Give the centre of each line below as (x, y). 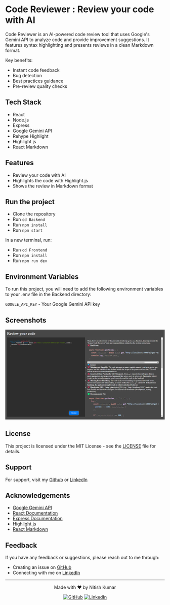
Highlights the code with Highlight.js (50, 180)
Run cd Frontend (30, 250)
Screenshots (26, 320)
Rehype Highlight (31, 136)
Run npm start (28, 230)
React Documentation (35, 513)
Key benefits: (19, 60)
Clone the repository (34, 214)
